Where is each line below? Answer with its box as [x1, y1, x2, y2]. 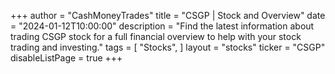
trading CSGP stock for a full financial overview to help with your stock [10, 31, 302, 42]
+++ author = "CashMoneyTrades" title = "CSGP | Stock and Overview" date [10, 10, 326, 21]
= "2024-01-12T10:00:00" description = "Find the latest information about [10, 20, 315, 32]
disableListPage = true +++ [10, 52, 123, 64]
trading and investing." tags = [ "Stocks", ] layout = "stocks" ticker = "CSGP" [10, 41, 326, 53]
